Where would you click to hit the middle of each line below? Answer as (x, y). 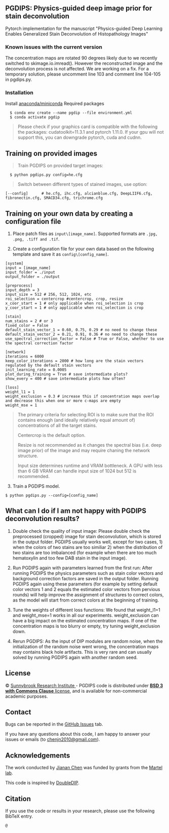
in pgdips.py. (19, 80)
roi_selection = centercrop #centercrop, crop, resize (64, 299)
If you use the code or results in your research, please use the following (80, 811)
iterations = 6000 (25, 356)
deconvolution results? (43, 519)
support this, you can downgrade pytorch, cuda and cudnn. (80, 137)
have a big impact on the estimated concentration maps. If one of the (85, 620)
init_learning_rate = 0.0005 (36, 370)
